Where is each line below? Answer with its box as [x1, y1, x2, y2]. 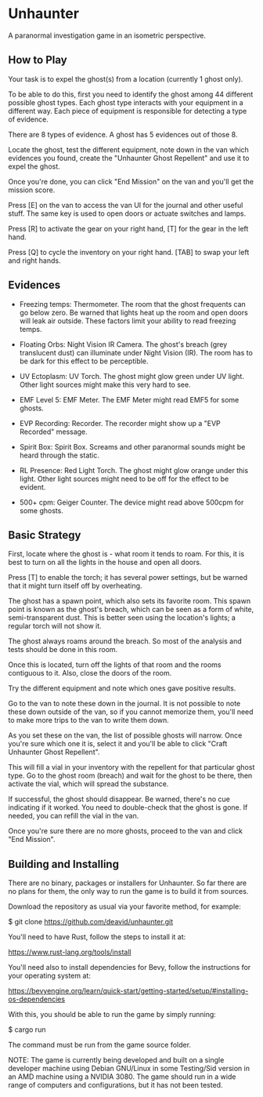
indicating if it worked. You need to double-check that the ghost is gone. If [8, 803, 248, 812]
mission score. [8, 185, 56, 195]
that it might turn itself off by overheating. [8, 581, 142, 591]
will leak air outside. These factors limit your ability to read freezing [19, 315, 236, 326]
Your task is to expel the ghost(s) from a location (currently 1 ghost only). [8, 74, 243, 83]
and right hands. [8, 256, 61, 265]
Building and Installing [8, 857, 120, 871]
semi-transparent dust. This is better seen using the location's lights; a [8, 613, 236, 622]
